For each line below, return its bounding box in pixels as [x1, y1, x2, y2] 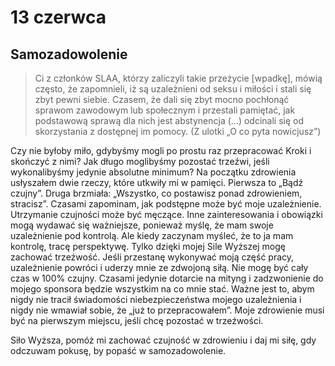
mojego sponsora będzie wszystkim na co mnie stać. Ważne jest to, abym [10, 283, 315, 295]
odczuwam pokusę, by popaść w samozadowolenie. [10, 345, 227, 356]
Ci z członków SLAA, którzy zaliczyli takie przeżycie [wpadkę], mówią [34, 72, 323, 84]
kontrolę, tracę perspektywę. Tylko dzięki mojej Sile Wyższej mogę [10, 241, 286, 252]
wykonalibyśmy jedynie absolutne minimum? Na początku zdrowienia [10, 166, 297, 178]
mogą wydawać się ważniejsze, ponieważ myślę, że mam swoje [10, 219, 274, 231]
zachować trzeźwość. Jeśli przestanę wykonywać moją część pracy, [10, 251, 295, 263]
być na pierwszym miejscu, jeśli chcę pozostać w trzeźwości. [10, 315, 264, 326]
